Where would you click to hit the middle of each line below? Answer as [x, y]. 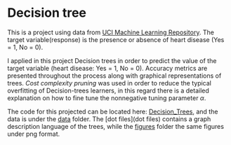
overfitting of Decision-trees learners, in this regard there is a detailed [108, 90]
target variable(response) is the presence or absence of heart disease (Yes [116, 39]
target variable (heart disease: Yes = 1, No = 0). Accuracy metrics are [107, 68]
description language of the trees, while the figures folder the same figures [116, 126]
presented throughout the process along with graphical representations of [114, 76]
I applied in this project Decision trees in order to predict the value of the [112, 60]
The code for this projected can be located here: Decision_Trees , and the [113, 111]
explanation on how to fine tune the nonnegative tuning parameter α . [107, 98]
